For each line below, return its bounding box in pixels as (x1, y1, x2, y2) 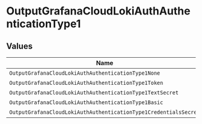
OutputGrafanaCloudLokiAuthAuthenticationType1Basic (9, 99, 164, 106)
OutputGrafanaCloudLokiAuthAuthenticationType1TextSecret (9, 89, 179, 96)
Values (6, 41, 33, 51)
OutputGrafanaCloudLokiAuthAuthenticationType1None (9, 70, 161, 76)
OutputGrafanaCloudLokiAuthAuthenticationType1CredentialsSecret (9, 109, 200, 116)
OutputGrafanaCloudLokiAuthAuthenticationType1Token (9, 79, 164, 86)
